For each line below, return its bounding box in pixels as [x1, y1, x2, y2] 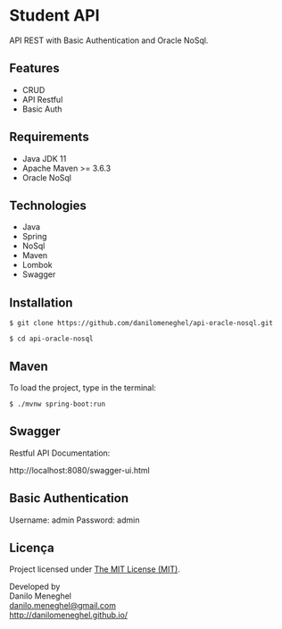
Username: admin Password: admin [9, 515, 140, 525]
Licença [9, 541, 55, 556]
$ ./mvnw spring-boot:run [9, 399, 105, 408]
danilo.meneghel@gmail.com [9, 600, 116, 611]
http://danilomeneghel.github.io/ [9, 609, 128, 621]
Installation [9, 295, 73, 310]
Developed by [9, 582, 61, 592]
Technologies [9, 197, 87, 213]
